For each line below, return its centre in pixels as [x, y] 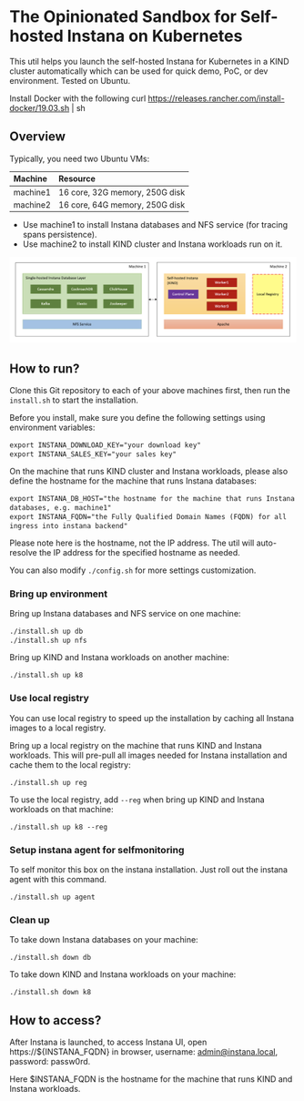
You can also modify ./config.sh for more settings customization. [133, 570]
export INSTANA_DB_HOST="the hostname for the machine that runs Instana [152, 499]
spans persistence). [60, 235]
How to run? [45, 368]
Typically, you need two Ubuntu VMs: [80, 158]
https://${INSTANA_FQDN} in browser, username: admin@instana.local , [144, 1052]
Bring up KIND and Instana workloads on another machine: [120, 658]
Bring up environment [58, 594]
